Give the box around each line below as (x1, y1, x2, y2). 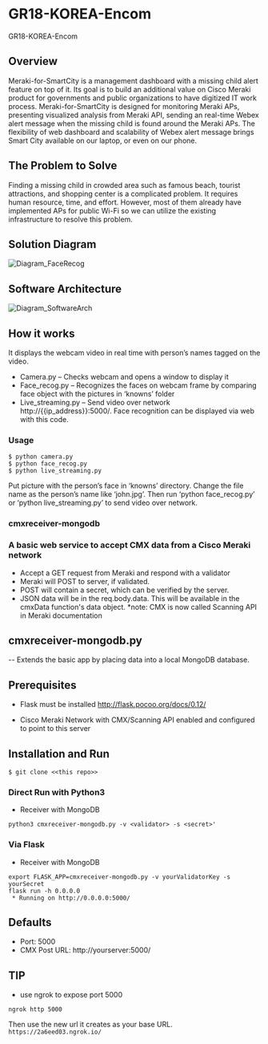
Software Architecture (8, 282, 122, 295)
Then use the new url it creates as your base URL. (8, 1020, 174, 1030)
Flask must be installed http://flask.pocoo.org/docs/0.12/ (19, 700, 206, 709)
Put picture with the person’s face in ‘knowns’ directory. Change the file (8, 481, 244, 490)
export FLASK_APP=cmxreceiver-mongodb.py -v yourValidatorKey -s (8, 872, 230, 881)
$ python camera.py (8, 453, 74, 461)
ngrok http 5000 (8, 1005, 62, 1014)
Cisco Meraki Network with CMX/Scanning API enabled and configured (19, 715, 255, 725)
